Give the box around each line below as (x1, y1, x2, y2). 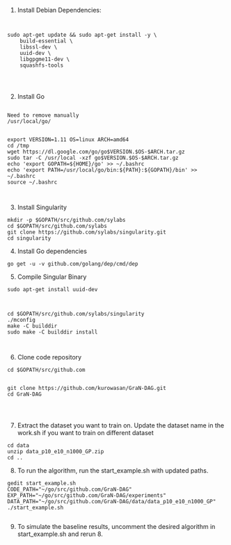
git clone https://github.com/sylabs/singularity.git (7, 229, 167, 236)
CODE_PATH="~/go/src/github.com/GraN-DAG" (7, 486, 132, 493)
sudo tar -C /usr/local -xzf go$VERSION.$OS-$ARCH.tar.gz (7, 154, 179, 161)
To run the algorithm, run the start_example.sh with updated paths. (17, 466, 209, 475)
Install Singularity (17, 203, 67, 211)
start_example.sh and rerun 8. (17, 530, 103, 538)
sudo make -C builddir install (7, 329, 98, 336)
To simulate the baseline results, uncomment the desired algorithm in (17, 523, 216, 530)
